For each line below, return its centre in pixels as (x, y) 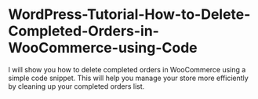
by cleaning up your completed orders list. (76, 86)
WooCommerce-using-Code (103, 48)
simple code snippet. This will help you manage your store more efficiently (128, 78)
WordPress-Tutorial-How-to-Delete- (129, 15)
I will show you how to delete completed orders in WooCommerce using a (127, 69)
